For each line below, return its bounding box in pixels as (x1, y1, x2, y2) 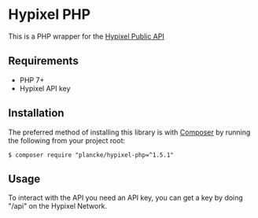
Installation (8, 106, 64, 120)
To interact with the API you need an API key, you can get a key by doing (8, 193, 244, 202)
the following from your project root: (8, 135, 126, 145)
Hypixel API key (19, 83, 71, 93)
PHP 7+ (19, 75, 45, 84)
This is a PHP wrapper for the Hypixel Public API (8, 31, 165, 41)
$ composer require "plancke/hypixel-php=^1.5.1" (8, 151, 175, 159)
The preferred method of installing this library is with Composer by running (8, 127, 251, 137)
